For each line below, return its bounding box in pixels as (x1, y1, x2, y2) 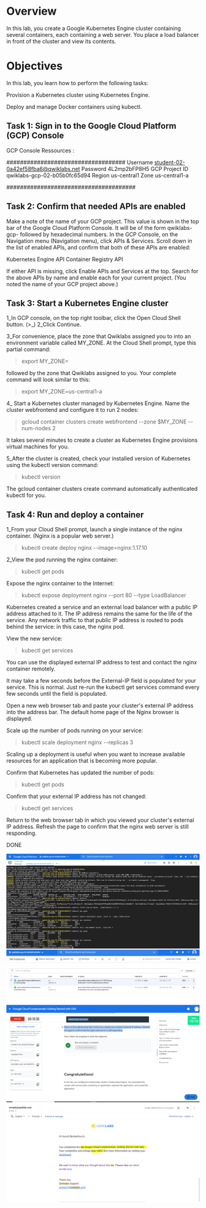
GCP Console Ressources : (6, 146, 75, 154)
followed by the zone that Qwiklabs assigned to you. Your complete (6, 370, 177, 377)
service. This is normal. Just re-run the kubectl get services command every (6, 683, 200, 691)
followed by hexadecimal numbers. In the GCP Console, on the (20, 230, 178, 238)
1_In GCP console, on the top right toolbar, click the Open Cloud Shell (6, 314, 181, 322)
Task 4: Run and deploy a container (6, 509, 144, 520)
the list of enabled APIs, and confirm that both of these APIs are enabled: (6, 243, 191, 251)
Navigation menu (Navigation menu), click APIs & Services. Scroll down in (6, 237, 193, 245)
